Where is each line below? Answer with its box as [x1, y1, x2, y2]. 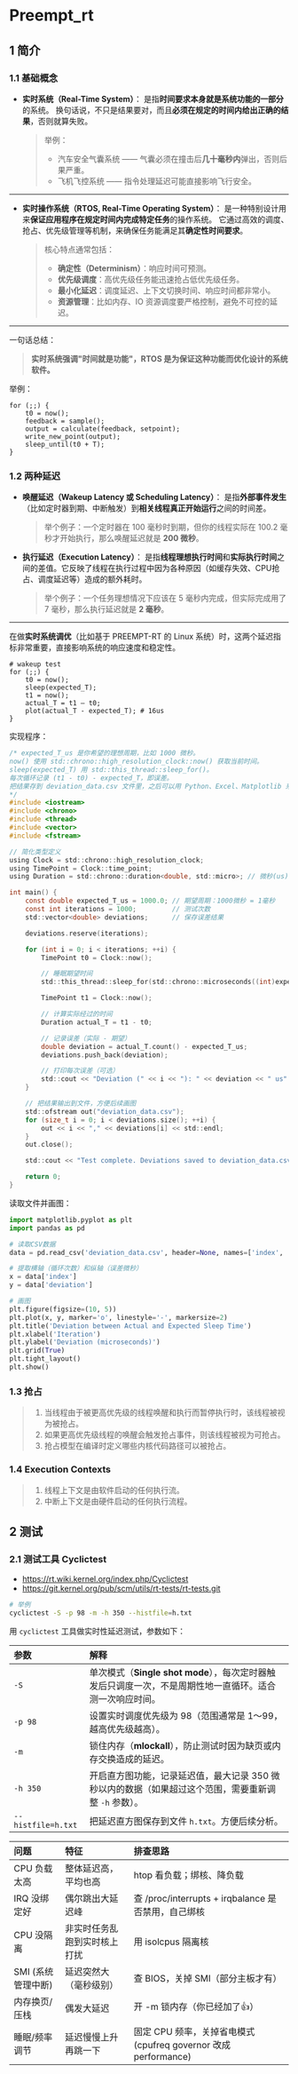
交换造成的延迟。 [98, 1752, 170, 1765]
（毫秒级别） [65, 1978, 119, 1991]
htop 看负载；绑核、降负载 [133, 1869, 244, 1881]
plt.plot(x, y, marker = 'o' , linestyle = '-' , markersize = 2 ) [9, 1313, 228, 1322]
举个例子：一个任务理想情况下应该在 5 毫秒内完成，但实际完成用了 [43, 592, 286, 604]
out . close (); [25, 1140, 74, 1149]
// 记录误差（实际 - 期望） [41, 1034, 131, 1043]
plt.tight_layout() [9, 1355, 82, 1363]
